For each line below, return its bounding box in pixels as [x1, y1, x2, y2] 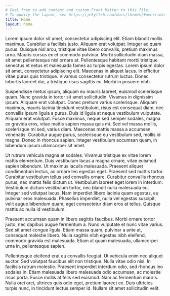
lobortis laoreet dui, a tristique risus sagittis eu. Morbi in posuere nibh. [5, 79, 151, 85]
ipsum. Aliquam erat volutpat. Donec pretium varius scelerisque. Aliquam [5, 100, 157, 106]
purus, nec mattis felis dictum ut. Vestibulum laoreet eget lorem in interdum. [5, 179, 163, 185]
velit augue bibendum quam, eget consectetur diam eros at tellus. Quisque [5, 201, 161, 207]
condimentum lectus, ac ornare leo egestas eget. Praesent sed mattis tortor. [5, 169, 164, 175]
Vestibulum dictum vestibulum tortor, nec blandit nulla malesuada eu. [5, 185, 149, 191]
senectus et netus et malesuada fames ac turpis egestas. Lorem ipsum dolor [5, 62, 165, 69]
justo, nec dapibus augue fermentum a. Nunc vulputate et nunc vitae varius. [5, 221, 163, 227]
